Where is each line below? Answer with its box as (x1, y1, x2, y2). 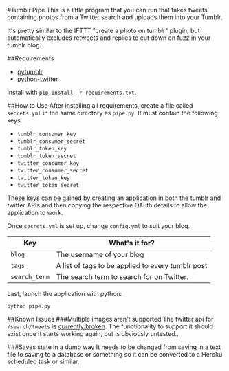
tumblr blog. (7, 41, 42, 49)
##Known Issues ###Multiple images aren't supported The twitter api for (7, 315, 214, 323)
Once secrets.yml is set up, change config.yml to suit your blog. (7, 222, 190, 229)
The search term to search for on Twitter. (56, 272, 189, 281)
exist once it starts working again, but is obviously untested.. (7, 330, 179, 337)
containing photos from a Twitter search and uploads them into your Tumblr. (7, 13, 223, 21)
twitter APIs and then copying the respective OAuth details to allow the (7, 201, 208, 209)
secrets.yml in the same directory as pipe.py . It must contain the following (7, 109, 218, 117)
